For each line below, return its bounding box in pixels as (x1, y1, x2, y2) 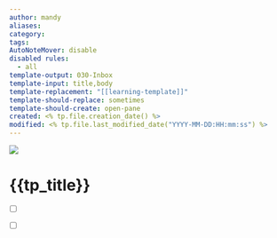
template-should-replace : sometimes (9, 95, 145, 105)
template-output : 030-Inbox (9, 71, 114, 80)
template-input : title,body (9, 79, 114, 88)
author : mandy (9, 12, 62, 22)
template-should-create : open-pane (9, 104, 141, 113)
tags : (9, 37, 29, 47)
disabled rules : (9, 54, 69, 63)
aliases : (9, 21, 42, 30)
